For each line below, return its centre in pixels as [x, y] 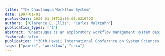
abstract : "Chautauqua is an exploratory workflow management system [78, 32]
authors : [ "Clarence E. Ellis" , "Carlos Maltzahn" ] [59, 23]
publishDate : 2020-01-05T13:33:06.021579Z [49, 19]
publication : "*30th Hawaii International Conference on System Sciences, [83, 41]
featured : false [22, 37]
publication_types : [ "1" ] [31, 28]
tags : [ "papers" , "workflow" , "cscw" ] [45, 46]
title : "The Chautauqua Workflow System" [48, 9]
